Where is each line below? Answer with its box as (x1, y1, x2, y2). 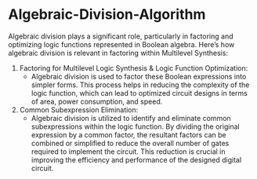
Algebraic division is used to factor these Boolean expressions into (31, 71, 247, 81)
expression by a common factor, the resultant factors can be (31, 130, 227, 139)
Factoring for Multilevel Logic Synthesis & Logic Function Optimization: (19, 63, 248, 72)
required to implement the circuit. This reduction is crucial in (31, 147, 226, 156)
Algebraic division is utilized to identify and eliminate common (31, 113, 231, 122)
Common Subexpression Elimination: (19, 104, 139, 115)
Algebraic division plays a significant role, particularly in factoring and (8, 31, 233, 41)
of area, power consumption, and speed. (31, 97, 163, 106)
